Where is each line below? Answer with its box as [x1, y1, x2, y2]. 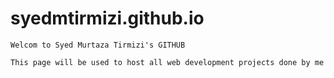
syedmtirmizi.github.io [10, 7, 205, 30]
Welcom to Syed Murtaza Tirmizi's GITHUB [10, 40, 186, 50]
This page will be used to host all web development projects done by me [10, 57, 325, 67]
